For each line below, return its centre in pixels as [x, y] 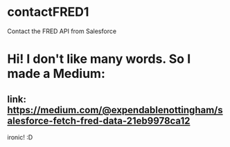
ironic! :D [20, 137]
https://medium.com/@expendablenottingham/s [115, 110]
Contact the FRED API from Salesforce [62, 31]
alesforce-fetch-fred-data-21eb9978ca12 [99, 120]
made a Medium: [56, 74]
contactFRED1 [48, 12]
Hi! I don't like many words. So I [99, 59]
